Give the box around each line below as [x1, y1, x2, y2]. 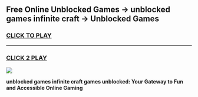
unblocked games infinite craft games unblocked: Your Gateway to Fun [6, 78, 184, 85]
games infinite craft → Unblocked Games [6, 14, 160, 24]
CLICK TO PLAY [6, 32, 52, 40]
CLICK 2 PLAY [6, 53, 47, 62]
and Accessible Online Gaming [6, 84, 83, 91]
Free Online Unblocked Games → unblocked [6, 5, 171, 15]
